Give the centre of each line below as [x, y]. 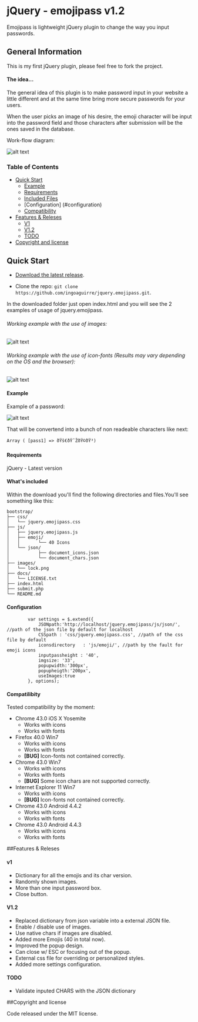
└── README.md [24, 594]
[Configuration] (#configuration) [63, 205]
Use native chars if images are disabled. [64, 933]
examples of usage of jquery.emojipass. [55, 310]
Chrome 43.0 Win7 [38, 762]
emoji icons [21, 650]
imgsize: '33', [57, 661]
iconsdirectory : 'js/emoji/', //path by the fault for [110, 645]
